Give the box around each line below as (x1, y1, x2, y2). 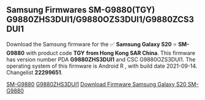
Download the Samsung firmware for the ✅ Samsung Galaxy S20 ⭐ (6, 40, 177, 48)
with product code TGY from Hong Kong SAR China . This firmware (26, 49, 196, 57)
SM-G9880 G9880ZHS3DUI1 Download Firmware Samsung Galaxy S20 (6, 80, 187, 88)
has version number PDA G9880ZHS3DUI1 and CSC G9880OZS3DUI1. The (6, 55, 196, 63)
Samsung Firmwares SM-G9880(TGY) (6, 5, 155, 15)
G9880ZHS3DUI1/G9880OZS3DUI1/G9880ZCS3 (6, 15, 195, 25)
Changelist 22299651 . (6, 68, 63, 76)
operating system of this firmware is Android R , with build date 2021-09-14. (6, 62, 198, 70)
